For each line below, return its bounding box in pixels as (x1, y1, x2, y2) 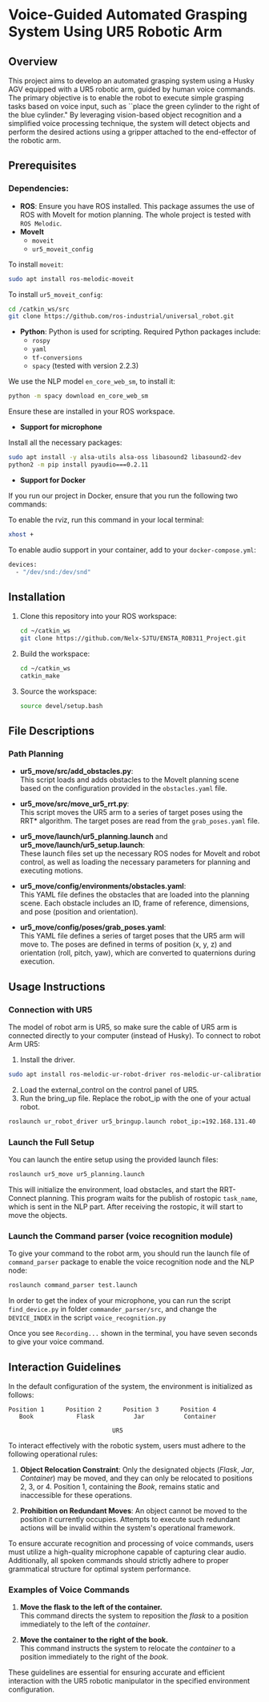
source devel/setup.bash (19, 702, 103, 710)
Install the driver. (19, 1055, 75, 1065)
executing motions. (19, 865, 83, 876)
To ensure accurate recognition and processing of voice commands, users (8, 1539, 254, 1549)
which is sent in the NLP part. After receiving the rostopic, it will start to (8, 1202, 243, 1211)
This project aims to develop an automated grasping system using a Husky (8, 76, 255, 85)
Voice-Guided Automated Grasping (8, 6, 248, 24)
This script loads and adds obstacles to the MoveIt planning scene (19, 775, 239, 784)
